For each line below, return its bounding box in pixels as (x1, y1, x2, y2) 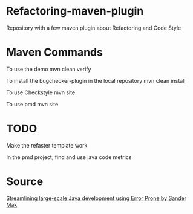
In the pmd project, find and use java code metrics (6, 153, 132, 161)
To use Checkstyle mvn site (6, 89, 76, 96)
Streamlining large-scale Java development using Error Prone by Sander (6, 195, 187, 202)
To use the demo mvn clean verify (6, 65, 91, 73)
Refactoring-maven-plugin (6, 4, 144, 18)
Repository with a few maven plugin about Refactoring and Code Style (6, 24, 182, 31)
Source (6, 175, 44, 188)
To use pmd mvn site (6, 100, 59, 108)
